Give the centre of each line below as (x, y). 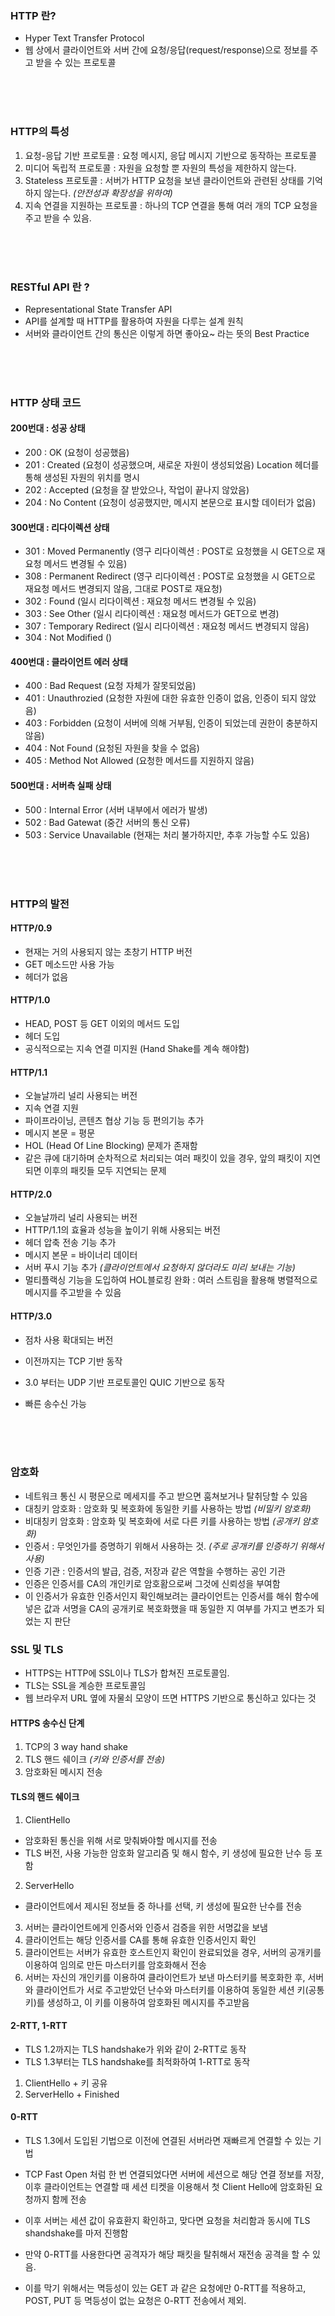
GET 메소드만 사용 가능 (69, 964)
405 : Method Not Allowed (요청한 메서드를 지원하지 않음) (139, 761)
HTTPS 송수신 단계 (47, 1723)
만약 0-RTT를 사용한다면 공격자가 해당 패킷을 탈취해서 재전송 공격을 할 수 (167, 2254)
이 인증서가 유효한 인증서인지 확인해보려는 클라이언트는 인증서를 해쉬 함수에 (172, 1596)
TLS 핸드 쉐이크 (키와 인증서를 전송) (95, 1759)
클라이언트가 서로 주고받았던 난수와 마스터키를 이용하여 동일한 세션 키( (172, 1989)
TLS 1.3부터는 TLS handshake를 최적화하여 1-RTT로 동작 (137, 2061)
